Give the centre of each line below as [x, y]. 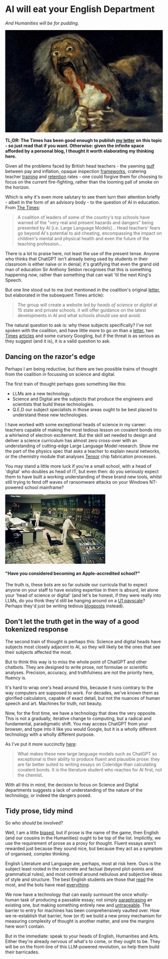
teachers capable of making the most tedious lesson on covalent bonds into [83, 430]
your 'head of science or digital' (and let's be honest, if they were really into [83, 595]
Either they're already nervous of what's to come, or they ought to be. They [83, 941]
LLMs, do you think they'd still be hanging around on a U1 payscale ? [75, 600]
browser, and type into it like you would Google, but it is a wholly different [81, 729]
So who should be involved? [34, 823]
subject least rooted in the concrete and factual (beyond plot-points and [79, 869]
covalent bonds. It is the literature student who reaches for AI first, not [90, 769]
